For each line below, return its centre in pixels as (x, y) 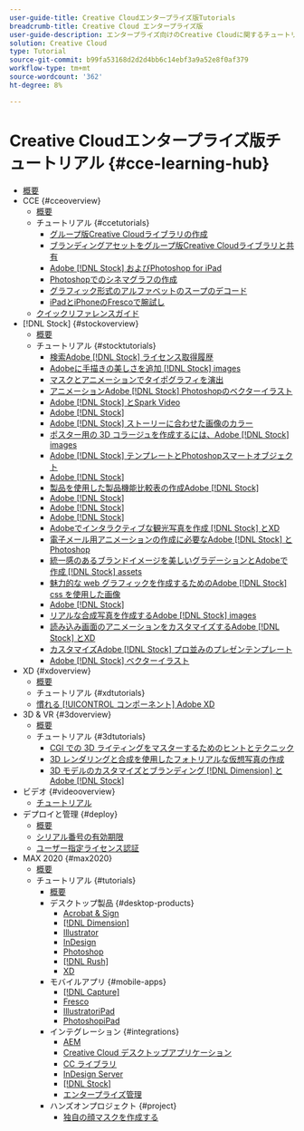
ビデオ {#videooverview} (69, 791)
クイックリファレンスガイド (88, 313)
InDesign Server (93, 1074)
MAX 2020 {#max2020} (67, 858)
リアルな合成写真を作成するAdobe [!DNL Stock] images (153, 615)
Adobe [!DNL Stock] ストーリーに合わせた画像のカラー (151, 423)
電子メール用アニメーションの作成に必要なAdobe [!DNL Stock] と (171, 539)
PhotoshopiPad (91, 1020)
